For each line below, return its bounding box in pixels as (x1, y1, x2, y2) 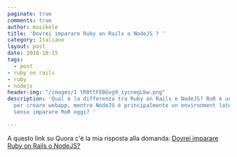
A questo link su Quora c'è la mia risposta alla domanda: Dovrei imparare (7, 134, 219, 142)
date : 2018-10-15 (7, 50, 59, 57)
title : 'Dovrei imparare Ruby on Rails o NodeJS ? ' (7, 30, 166, 37)
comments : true (7, 17, 52, 24)
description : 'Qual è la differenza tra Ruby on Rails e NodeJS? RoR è (7, 96, 222, 103)
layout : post (7, 43, 46, 50)
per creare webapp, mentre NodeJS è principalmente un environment (13, 102, 217, 109)
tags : (7, 56, 23, 63)
